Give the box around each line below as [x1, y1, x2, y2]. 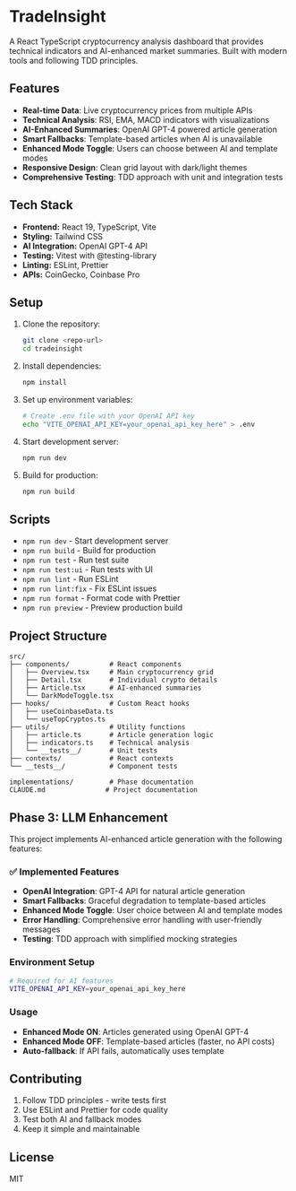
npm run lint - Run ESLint [21, 574, 119, 585]
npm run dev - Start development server [21, 535, 169, 546]
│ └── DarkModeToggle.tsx [9, 691, 114, 700]
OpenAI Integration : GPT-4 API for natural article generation [21, 886, 246, 897]
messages [21, 924, 61, 935]
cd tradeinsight [21, 344, 83, 353]
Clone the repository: [21, 318, 101, 329]
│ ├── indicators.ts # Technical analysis [9, 738, 190, 748]
